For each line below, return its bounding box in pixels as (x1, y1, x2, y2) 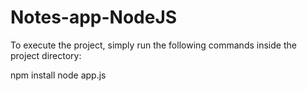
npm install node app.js (10, 69, 107, 81)
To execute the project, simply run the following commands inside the (10, 39, 297, 51)
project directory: (10, 49, 82, 61)
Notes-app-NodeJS (10, 6, 178, 29)
